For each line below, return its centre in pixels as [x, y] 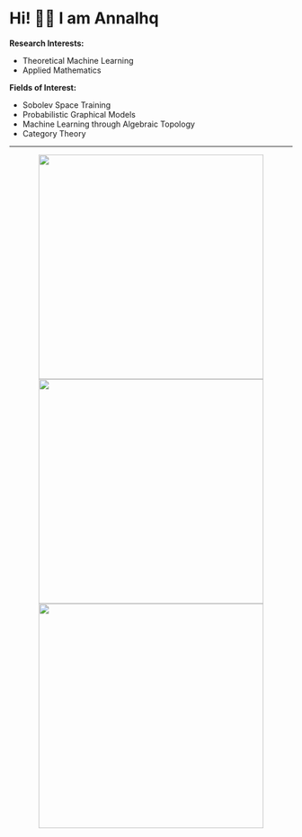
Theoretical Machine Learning [78, 60]
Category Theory [54, 133]
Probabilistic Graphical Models [79, 114]
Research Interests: [47, 43]
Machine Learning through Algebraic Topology [109, 124]
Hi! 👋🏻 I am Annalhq [84, 18]
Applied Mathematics [62, 70]
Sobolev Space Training [67, 105]
